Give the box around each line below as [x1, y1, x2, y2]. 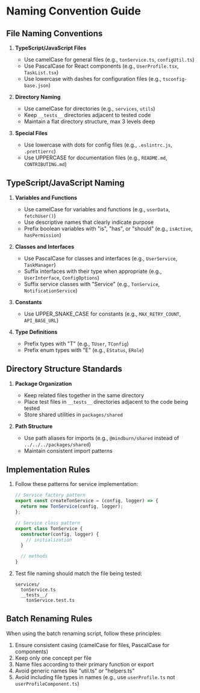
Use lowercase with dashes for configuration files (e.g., [23, 75, 161, 82]
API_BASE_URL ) [23, 316, 59, 324]
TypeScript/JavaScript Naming [6, 178, 125, 188]
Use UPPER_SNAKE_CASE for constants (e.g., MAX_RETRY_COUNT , [23, 310, 181, 318]
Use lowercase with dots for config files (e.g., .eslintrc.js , [23, 141, 173, 148]
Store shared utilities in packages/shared [23, 410, 123, 418]
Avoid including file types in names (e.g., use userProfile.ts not [14, 673, 175, 680]
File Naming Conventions [6, 28, 103, 39]
